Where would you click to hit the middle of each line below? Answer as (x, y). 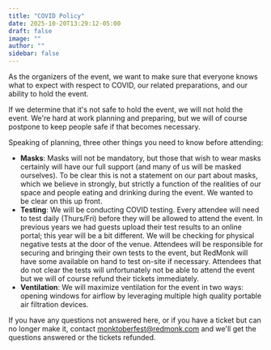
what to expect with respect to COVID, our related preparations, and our (128, 85)
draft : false (30, 31)
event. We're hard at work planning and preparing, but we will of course (128, 118)
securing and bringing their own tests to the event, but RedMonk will (134, 253)
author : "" (27, 46)
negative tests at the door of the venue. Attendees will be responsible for (142, 244)
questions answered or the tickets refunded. (82, 337)
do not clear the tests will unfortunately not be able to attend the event (137, 270)
